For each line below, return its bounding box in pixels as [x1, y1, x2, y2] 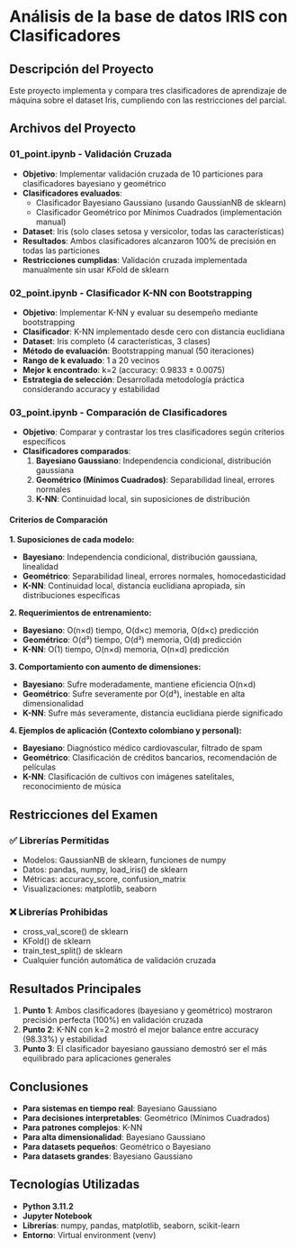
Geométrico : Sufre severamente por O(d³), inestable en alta [22, 688, 246, 699]
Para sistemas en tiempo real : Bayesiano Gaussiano [22, 1103, 218, 1114]
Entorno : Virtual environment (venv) [22, 1229, 157, 1240]
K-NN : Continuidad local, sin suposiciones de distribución [35, 494, 250, 505]
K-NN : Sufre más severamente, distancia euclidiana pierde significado [22, 707, 283, 718]
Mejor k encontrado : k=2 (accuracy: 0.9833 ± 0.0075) [22, 364, 226, 375]
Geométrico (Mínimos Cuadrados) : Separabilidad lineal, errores [35, 475, 275, 486]
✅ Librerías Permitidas [9, 834, 110, 846]
